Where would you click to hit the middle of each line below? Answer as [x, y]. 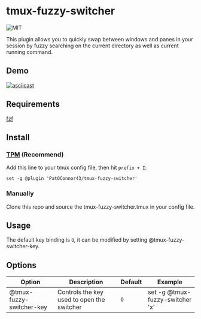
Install [18, 137]
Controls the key [80, 292]
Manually [20, 194]
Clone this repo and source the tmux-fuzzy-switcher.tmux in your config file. [100, 207]
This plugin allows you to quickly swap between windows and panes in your [100, 39]
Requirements [33, 104]
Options [22, 265]
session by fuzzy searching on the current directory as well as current [93, 46]
